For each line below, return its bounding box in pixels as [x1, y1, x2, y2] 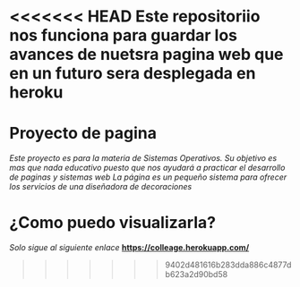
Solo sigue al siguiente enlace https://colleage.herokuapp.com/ [9, 242, 250, 253]
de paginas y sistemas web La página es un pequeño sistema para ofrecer [9, 172, 287, 182]
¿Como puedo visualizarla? [9, 213, 217, 233]
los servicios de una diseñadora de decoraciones [9, 181, 193, 192]
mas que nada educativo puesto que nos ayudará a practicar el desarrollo [9, 163, 286, 173]
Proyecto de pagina [9, 123, 157, 144]
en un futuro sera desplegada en [9, 63, 256, 84]
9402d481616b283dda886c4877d [165, 259, 292, 270]
